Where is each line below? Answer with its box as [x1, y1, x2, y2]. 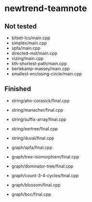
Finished [4, 85, 31, 93]
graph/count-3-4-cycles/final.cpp [11, 173, 79, 178]
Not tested [4, 22, 37, 30]
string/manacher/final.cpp [11, 107, 64, 113]
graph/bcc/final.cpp [11, 191, 52, 197]
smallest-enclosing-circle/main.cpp [11, 71, 82, 76]
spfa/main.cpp [11, 45, 40, 51]
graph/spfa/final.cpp [11, 144, 53, 150]
